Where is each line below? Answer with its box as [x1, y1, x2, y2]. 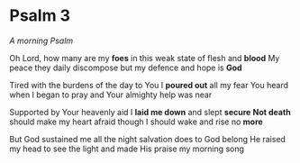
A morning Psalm [9, 35, 74, 46]
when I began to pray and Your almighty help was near [9, 89, 213, 100]
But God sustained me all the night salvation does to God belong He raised [9, 133, 286, 144]
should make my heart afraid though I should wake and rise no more [9, 116, 263, 127]
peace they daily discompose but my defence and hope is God [9, 62, 242, 73]
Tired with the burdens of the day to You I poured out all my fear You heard [9, 79, 288, 90]
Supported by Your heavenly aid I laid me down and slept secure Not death [9, 106, 291, 117]
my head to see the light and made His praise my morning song [9, 143, 245, 154]
